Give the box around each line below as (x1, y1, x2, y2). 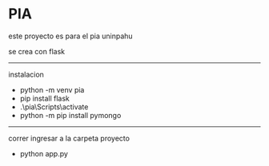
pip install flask (19, 93, 70, 103)
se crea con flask (8, 46, 66, 56)
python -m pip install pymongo (19, 110, 122, 120)
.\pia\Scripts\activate (19, 101, 89, 112)
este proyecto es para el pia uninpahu (8, 31, 134, 41)
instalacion (8, 69, 44, 79)
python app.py (19, 148, 68, 158)
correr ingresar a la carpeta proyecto (8, 133, 130, 143)
